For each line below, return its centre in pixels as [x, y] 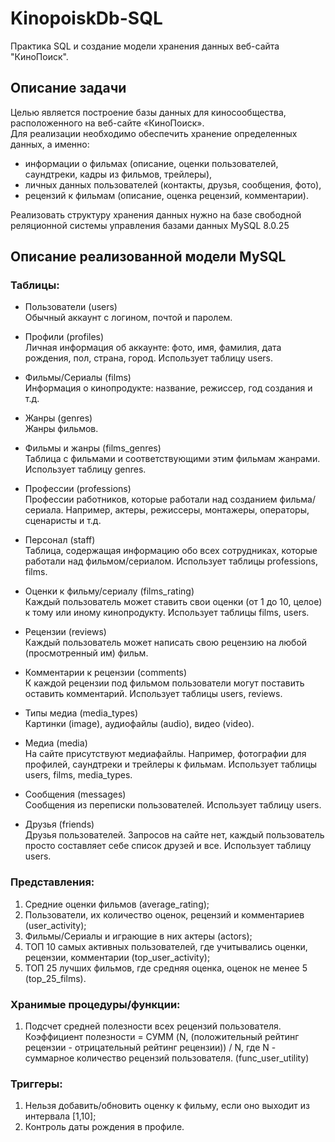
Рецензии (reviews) [65, 632]
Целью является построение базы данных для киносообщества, [148, 112]
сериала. [44, 510]
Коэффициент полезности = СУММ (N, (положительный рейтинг [162, 1037]
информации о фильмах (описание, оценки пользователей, [151, 163]
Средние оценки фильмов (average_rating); [117, 904]
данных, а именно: [50, 144]
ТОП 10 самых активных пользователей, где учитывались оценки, [166, 946]
